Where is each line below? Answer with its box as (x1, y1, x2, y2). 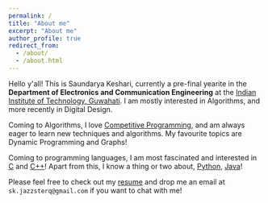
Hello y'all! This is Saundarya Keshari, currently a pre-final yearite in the (8, 78, 248, 89)
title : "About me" (8, 19, 70, 27)
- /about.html (15, 57, 63, 65)
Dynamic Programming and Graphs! (8, 137, 128, 147)
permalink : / (8, 11, 52, 20)
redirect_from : (8, 42, 60, 50)
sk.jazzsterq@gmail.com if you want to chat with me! (8, 185, 182, 195)
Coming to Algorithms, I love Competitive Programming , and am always (8, 120, 245, 130)
